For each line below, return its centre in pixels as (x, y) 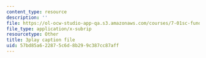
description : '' (27, 18)
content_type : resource (37, 12)
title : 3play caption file (41, 40)
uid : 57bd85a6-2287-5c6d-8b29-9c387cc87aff (63, 46)
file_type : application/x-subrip (49, 29)
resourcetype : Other (33, 34)
